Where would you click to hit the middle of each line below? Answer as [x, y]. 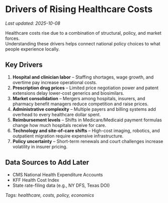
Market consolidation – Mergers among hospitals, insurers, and [79, 98]
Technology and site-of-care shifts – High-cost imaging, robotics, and [86, 130]
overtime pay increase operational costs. [55, 82]
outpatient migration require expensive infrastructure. [68, 136]
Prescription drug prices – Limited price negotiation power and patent [85, 88]
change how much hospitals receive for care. [59, 125]
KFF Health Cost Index [36, 180]
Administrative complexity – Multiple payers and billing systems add [84, 109]
